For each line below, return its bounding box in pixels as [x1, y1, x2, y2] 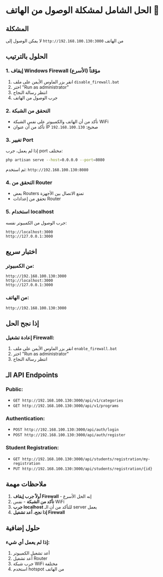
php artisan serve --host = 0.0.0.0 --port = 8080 [6, 157, 105, 162]
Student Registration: [6, 444, 59, 451]
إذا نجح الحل [6, 319, 39, 328]
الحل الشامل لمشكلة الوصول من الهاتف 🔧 [6, 5, 159, 16]
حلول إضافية [6, 523, 40, 532]
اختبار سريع [6, 248, 37, 256]
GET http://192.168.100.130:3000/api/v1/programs [13, 404, 119, 409]
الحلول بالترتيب [6, 52, 48, 61]
